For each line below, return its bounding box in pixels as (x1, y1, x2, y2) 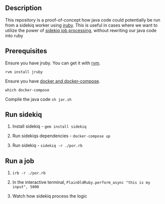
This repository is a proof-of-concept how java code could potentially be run (5, 17, 161, 23)
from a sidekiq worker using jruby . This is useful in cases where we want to (5, 22, 158, 28)
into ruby (5, 32, 24, 38)
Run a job (5, 157, 34, 165)
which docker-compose (5, 87, 50, 92)
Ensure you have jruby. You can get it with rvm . (5, 60, 101, 66)
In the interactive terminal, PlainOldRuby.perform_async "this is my (12, 179, 151, 185)
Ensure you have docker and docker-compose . (5, 78, 100, 84)
